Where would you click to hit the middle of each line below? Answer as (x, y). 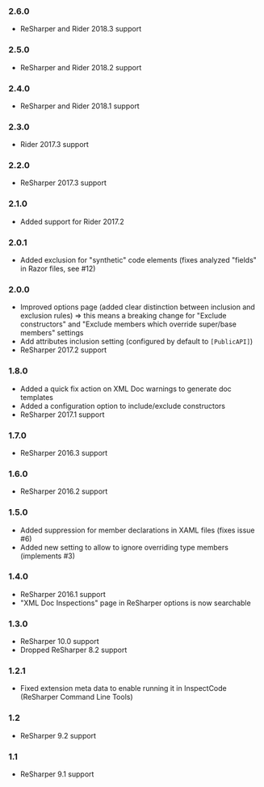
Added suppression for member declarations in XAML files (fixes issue (138, 530)
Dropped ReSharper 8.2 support (73, 650)
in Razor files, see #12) (58, 269)
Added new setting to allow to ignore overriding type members (124, 547)
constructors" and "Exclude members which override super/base (128, 324)
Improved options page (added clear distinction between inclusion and (138, 307)
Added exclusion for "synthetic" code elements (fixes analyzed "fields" (138, 260)
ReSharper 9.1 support (57, 774)
